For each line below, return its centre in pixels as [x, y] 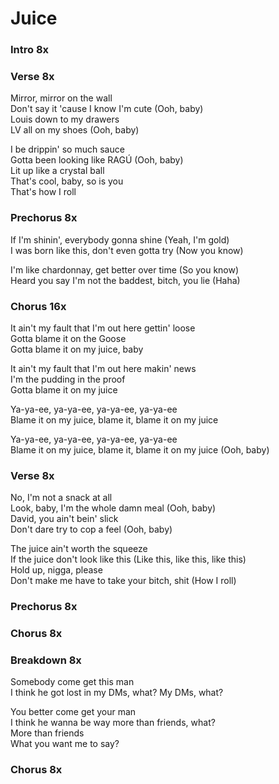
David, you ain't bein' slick [64, 519]
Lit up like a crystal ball [57, 171]
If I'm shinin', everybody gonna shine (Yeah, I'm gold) [120, 239]
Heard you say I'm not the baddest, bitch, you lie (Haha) [125, 280]
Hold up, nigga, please [56, 570]
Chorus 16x [38, 306]
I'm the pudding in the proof [68, 379]
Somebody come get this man [72, 682]
